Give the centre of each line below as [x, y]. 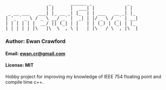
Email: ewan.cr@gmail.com [35, 53]
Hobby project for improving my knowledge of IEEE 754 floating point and [83, 76]
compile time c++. [24, 82]
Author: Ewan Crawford [35, 41]
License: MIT [20, 65]
